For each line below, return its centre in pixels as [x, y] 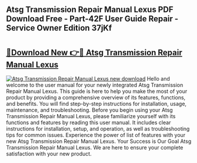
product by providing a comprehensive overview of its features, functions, [96, 97]
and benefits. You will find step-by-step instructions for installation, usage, [96, 104]
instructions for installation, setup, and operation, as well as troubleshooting [98, 129]
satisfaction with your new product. [49, 154]
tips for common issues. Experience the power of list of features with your [96, 135]
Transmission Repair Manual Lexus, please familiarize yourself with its [91, 116]
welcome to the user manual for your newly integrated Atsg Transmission [95, 85]
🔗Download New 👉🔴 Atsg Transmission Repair [94, 52]
